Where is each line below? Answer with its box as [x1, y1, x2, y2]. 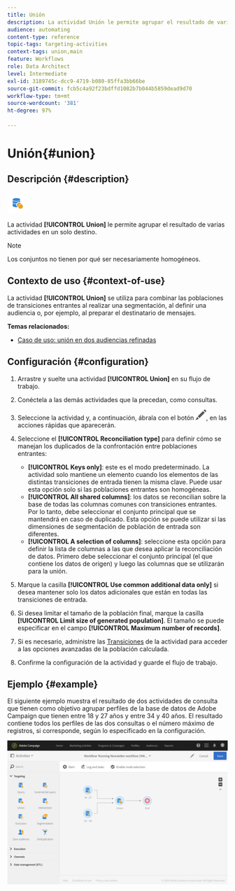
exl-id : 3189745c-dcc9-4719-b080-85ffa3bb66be [7, 78, 145, 85]
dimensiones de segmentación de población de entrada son [27, 522, 201, 531]
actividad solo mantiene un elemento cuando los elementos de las [27, 470, 219, 478]
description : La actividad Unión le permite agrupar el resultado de [7, 18, 215, 26]
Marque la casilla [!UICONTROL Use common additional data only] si [17, 580, 219, 589]
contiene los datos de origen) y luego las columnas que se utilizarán [27, 559, 225, 568]
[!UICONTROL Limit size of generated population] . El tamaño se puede [17, 616, 225, 625]
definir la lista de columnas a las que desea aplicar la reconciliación [27, 544, 222, 553]
